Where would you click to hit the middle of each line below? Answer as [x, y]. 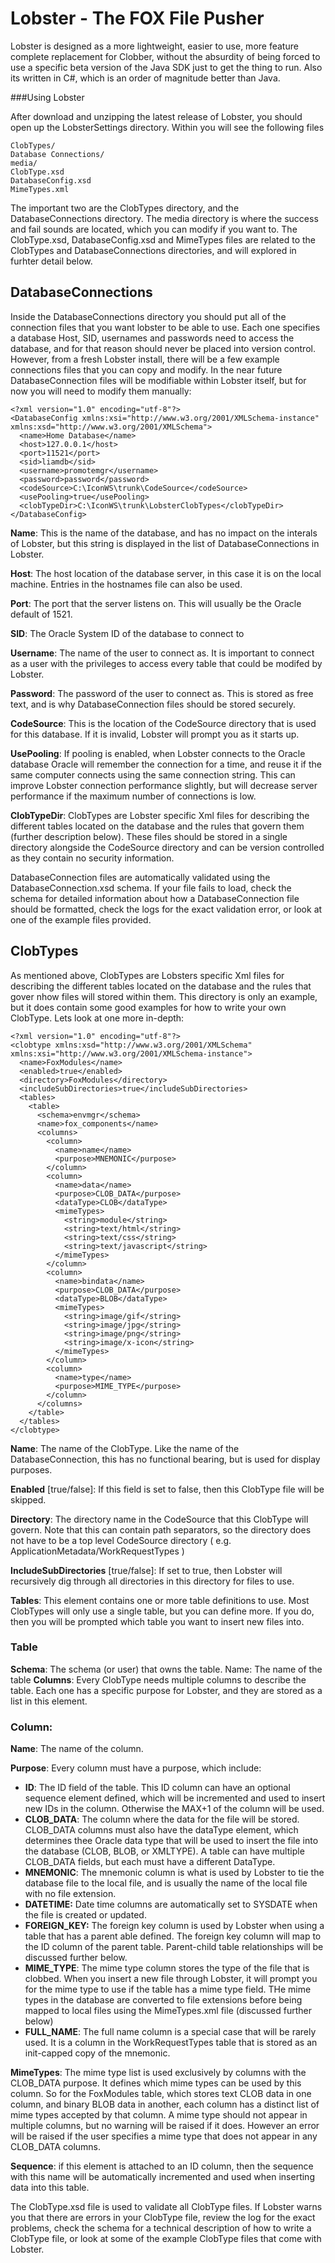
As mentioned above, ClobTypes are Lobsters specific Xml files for [147, 975]
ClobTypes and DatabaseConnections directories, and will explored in [153, 250]
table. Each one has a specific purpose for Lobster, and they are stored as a [166, 1690]
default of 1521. [41, 614]
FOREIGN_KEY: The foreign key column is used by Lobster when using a [174, 1926]
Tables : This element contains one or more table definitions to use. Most [160, 1600]
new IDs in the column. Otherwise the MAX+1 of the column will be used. [174, 1809]
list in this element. [49, 1701]
